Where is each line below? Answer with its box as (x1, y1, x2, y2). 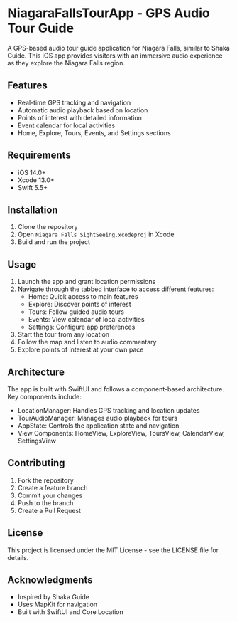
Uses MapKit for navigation (17, 600, 98, 609)
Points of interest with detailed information (17, 113, 142, 122)
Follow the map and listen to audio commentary (17, 338, 157, 347)
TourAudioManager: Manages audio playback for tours (17, 414, 178, 422)
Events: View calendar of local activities (28, 315, 145, 324)
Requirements (7, 149, 71, 162)
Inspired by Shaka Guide (17, 593, 90, 601)
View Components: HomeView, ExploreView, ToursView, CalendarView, (17, 429, 225, 437)
